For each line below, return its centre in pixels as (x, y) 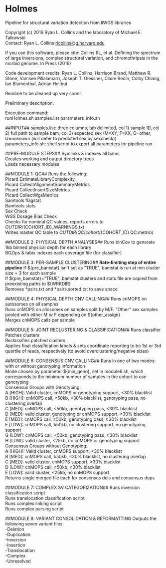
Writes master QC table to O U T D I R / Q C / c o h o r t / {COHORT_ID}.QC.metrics (79, 232)
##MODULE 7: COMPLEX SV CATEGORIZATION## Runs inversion (73, 487)
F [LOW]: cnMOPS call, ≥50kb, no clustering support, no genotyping (75, 424)
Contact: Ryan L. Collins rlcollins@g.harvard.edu (55, 43)
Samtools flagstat (23, 200)
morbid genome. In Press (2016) (38, 63)
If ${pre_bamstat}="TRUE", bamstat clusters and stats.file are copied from (82, 278)
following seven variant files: (34, 523)
